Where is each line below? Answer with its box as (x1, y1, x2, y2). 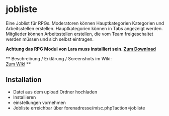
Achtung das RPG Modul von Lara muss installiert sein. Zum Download (6, 46, 156, 52)
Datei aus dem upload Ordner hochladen (13, 89, 98, 95)
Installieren (13, 94, 36, 100)
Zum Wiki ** (6, 61, 31, 67)
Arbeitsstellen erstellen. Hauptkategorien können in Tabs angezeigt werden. (6, 25, 163, 31)
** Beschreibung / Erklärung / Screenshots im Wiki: (6, 55, 112, 61)
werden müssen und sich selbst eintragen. (6, 36, 94, 42)
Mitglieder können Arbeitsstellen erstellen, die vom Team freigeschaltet (6, 31, 153, 37)
